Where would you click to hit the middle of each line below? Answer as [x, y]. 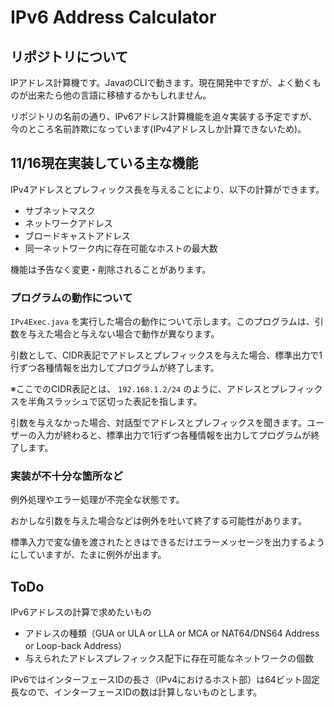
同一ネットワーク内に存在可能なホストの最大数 [121, 248]
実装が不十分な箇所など [66, 476]
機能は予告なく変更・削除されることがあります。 [111, 269]
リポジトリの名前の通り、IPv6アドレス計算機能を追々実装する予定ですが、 [164, 116]
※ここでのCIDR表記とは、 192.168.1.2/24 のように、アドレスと [140, 389]
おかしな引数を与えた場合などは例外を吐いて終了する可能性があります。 [159, 521]
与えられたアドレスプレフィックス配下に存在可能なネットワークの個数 [169, 658]
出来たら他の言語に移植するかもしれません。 [119, 95]
